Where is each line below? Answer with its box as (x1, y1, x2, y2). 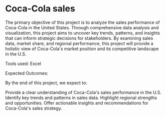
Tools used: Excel (5, 60, 41, 66)
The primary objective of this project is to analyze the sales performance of (5, 19, 161, 25)
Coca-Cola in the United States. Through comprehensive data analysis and (5, 24, 159, 30)
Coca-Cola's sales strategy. (5, 105, 62, 111)
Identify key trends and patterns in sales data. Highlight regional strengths (5, 95, 157, 101)
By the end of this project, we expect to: (5, 80, 87, 86)
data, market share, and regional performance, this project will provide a (5, 40, 154, 46)
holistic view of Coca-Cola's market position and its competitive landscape (5, 46, 159, 52)
